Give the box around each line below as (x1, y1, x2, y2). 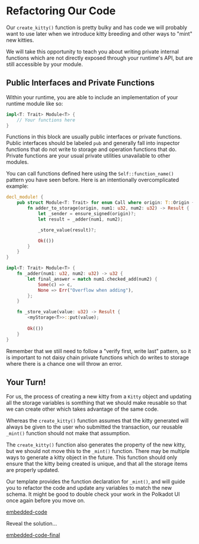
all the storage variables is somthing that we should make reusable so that (6, 400, 187, 407)
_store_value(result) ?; (37, 227, 97, 233)
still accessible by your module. (6, 61, 84, 68)
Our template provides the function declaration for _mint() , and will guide (6, 478, 185, 485)
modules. (6, 159, 29, 166)
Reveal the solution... (6, 520, 57, 527)
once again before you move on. (6, 497, 85, 504)
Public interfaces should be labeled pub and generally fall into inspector (6, 140, 180, 147)
